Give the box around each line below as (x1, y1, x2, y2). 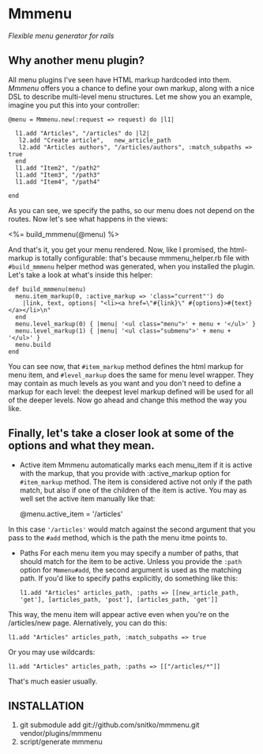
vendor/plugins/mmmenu (19, 729, 103, 738)
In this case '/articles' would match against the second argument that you (8, 524, 256, 534)
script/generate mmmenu (19, 737, 103, 747)
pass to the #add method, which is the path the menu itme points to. (8, 532, 227, 543)
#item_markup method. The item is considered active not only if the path (19, 477, 253, 486)
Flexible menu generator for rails (8, 31, 115, 40)
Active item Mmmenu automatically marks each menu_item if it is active (19, 460, 253, 470)
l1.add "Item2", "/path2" (15, 164, 101, 172)
